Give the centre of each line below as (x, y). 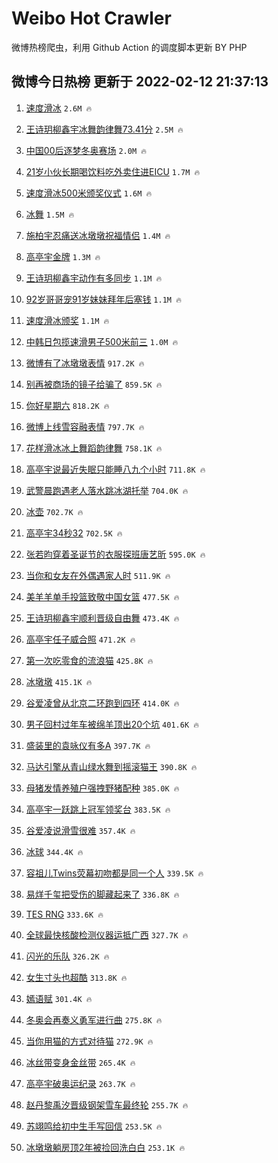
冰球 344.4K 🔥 (54, 851)
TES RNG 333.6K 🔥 (64, 914)
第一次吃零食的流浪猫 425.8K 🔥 (89, 660)
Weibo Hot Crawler (91, 18)
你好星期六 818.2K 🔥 (67, 405)
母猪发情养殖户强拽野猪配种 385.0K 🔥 (102, 788)
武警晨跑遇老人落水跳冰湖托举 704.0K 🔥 (107, 490)
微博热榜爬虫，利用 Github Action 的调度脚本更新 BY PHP (129, 47)
